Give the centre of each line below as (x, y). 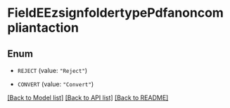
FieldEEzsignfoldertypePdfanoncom (115, 13)
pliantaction (43, 28)
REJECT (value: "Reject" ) (52, 70)
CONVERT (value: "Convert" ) (55, 84)
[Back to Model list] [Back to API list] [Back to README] (88, 97)
